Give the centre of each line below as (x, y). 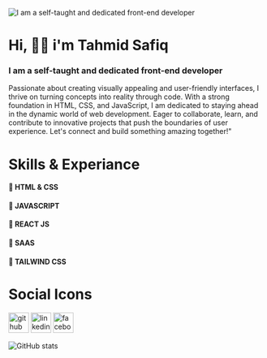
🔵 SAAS (22, 243)
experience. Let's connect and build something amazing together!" (120, 132)
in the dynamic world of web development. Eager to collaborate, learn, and (133, 114)
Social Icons (50, 294)
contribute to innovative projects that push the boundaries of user (118, 123)
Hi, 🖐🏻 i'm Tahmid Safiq (88, 45)
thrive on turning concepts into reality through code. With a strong (119, 97)
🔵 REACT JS (29, 224)
